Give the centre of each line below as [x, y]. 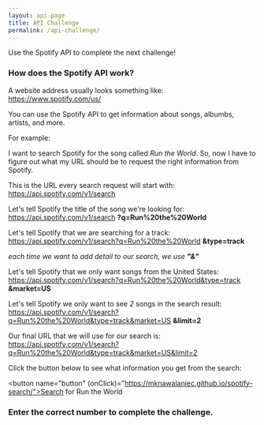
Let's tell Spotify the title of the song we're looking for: [97, 209]
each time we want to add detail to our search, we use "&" [104, 256]
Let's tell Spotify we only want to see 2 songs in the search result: [115, 303]
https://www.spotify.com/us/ [55, 99]
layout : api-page [37, 15]
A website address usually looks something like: [86, 90]
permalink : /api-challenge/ [54, 30]
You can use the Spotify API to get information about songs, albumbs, [121, 114]
